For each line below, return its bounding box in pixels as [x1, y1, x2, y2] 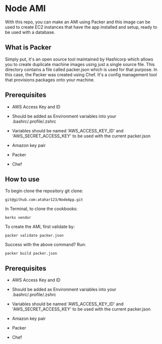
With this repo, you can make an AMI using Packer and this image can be [5, 19, 151, 25]
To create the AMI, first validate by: [5, 224, 75, 229]
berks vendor [5, 215, 31, 220]
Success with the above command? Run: [5, 242, 86, 247]
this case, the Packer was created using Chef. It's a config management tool [5, 71, 157, 78]
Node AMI [5, 3, 46, 14]
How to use [5, 175, 40, 183]
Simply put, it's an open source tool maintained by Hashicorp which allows [5, 56, 153, 62]
